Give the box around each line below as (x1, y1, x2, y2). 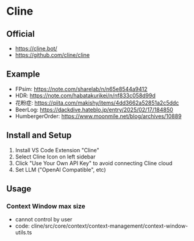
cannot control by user (15, 216, 73, 223)
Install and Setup (6, 130, 72, 141)
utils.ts (15, 229, 32, 236)
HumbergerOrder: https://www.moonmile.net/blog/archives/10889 (15, 112, 182, 120)
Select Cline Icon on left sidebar (15, 153, 96, 160)
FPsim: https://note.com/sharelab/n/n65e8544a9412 (15, 85, 148, 92)
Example (6, 69, 40, 80)
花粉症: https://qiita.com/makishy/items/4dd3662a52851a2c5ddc (15, 99, 179, 106)
